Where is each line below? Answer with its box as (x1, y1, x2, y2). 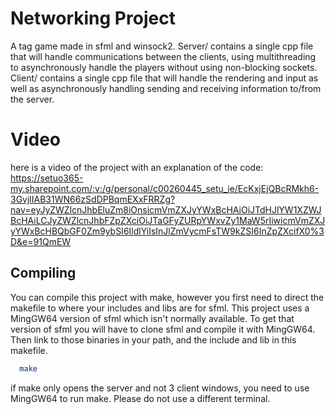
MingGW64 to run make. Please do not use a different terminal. (10, 392, 271, 404)
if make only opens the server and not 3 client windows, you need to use (10, 382, 310, 394)
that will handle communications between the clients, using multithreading (10, 50, 317, 62)
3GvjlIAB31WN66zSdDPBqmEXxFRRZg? (10, 193, 176, 205)
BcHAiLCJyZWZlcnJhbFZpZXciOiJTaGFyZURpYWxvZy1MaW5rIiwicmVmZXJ (10, 214, 326, 226)
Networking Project (10, 7, 176, 30)
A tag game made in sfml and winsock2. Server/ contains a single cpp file (10, 40, 314, 52)
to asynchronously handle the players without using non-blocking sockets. (10, 61, 318, 73)
